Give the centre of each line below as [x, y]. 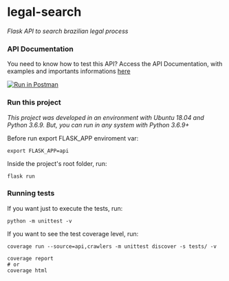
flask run [21, 176]
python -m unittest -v [40, 221]
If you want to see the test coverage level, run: [73, 233]
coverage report [30, 258]
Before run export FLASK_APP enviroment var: [73, 138]
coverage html [28, 270]
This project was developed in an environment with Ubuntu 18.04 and [106, 117]
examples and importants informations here [69, 71]
